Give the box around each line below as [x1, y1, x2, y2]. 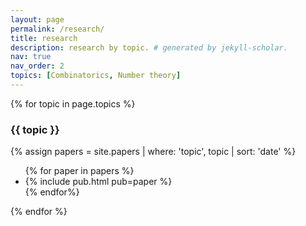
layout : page [10, 14, 65, 25]
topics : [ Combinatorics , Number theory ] [10, 71, 182, 81]
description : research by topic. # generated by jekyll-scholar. [10, 42, 288, 53]
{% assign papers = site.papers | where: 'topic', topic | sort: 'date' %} [10, 146, 297, 158]
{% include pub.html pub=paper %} [24, 176, 173, 188]
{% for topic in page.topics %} [10, 97, 136, 110]
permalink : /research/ [10, 24, 105, 34]
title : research [10, 33, 78, 43]
